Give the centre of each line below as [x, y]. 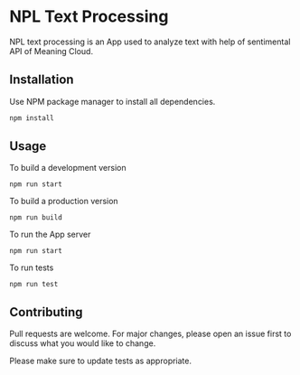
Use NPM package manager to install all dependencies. [112, 101]
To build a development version [68, 168]
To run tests [32, 267]
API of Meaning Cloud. [51, 51]
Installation [42, 80]
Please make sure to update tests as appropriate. [101, 361]
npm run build [36, 218]
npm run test [34, 285]
